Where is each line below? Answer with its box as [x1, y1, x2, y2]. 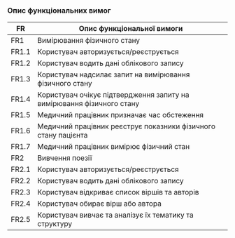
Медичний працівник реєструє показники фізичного [37, 121, 215, 131]
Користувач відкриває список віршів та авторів [37, 187, 199, 197]
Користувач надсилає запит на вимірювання [37, 70, 190, 79]
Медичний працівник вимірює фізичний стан [37, 142, 190, 152]
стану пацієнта [37, 131, 88, 140]
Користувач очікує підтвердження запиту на [37, 90, 190, 100]
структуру [37, 219, 72, 229]
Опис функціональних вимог [7, 6, 111, 15]
